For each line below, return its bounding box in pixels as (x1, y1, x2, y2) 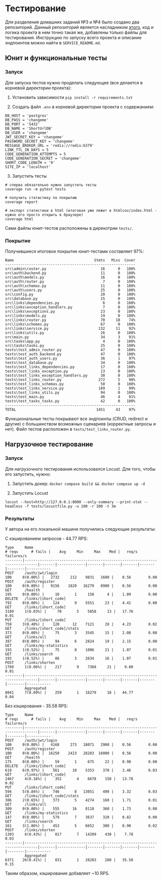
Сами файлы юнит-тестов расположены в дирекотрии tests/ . (5, 225, 133, 231)
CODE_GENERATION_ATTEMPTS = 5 (5, 152, 66, 157)
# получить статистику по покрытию (5, 195, 77, 200)
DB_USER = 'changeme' (5, 130, 49, 135)
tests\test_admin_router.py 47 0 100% (5, 347, 136, 352)
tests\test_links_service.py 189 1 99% (5, 386, 136, 391)
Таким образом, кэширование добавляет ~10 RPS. (5, 870, 110, 876)
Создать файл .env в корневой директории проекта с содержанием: (12, 103, 154, 110)
